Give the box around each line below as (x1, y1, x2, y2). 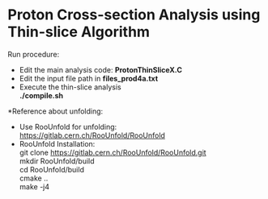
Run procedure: (7, 49, 60, 59)
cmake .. (19, 173, 49, 183)
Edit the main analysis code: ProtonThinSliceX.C (19, 64, 183, 74)
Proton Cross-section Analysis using (7, 6, 261, 24)
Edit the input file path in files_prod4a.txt (19, 73, 159, 83)
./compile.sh (19, 90, 64, 100)
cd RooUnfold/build (19, 164, 84, 174)
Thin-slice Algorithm (7, 23, 151, 41)
